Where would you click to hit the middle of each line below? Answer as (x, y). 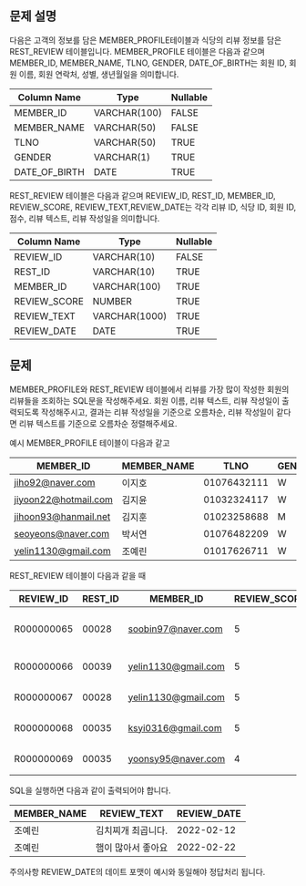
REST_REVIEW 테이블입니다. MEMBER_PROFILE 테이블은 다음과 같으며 (138, 51)
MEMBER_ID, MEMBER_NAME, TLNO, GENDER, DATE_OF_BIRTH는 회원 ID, (148, 63)
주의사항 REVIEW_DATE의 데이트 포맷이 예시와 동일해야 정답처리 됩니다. (138, 871)
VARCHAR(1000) (130, 315)
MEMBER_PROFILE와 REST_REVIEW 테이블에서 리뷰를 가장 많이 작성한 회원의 (149, 389)
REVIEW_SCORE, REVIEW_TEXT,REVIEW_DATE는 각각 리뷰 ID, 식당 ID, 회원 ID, (153, 207)
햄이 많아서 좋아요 (132, 848)
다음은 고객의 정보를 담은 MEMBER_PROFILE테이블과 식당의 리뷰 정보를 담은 (146, 40)
